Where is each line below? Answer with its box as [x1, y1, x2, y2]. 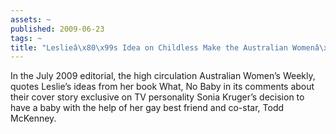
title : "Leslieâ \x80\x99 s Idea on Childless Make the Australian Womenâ [10, 42, 320, 53]
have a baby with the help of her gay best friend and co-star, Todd [10, 102, 285, 114]
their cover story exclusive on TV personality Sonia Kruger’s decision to [10, 91, 305, 103]
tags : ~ [10, 33, 43, 43]
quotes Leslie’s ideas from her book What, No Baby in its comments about [10, 81, 315, 93]
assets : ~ [10, 14, 52, 25]
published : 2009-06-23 [10, 24, 105, 34]
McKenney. [10, 112, 57, 125]
